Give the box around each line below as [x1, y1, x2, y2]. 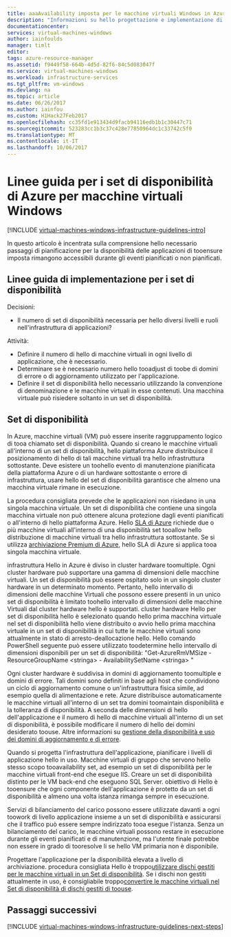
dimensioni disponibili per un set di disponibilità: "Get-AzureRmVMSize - [7, 648, 212, 657]
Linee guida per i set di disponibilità [7, 174, 214, 190]
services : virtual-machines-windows [7, 29, 112, 36]
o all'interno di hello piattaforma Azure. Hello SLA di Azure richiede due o [7, 518, 214, 527]
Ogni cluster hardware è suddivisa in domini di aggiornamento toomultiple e [7, 669, 221, 677]
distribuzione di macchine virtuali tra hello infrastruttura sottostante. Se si [7, 533, 215, 541]
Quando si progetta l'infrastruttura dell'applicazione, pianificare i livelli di [7, 748, 212, 756]
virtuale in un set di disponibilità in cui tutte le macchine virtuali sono [7, 626, 201, 635]
